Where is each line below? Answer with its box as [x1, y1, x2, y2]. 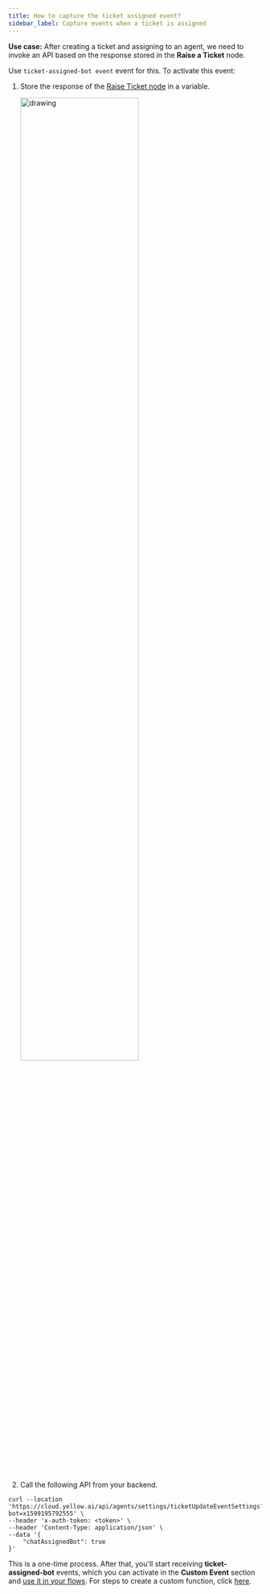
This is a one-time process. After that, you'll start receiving [8, 1559, 203, 1568]
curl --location [8, 1495, 63, 1504]
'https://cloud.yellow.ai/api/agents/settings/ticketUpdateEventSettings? [8, 1502, 264, 1510]
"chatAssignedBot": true [22, 1538, 106, 1546]
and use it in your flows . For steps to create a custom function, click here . [8, 1575, 252, 1585]
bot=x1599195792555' [8, 1509, 78, 1517]
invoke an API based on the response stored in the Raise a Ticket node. [8, 50, 246, 60]
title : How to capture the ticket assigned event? [8, 11, 182, 20]
